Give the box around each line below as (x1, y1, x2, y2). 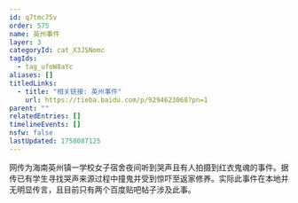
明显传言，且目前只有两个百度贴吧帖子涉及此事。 (16, 183, 196, 195)
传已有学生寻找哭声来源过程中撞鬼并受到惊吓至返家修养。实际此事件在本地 (9, 173, 281, 183)
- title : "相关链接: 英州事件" (17, 87, 122, 96)
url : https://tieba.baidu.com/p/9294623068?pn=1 (25, 95, 208, 105)
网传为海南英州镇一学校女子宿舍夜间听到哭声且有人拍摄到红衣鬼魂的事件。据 (9, 161, 289, 173)
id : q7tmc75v (9, 12, 58, 22)
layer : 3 (9, 37, 42, 47)
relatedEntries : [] (9, 112, 82, 121)
